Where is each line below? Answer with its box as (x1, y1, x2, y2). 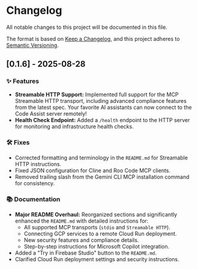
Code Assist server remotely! (14, 110, 87, 117)
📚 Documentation (6, 195, 61, 203)
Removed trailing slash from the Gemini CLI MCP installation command (14, 173, 190, 181)
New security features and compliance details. (23, 237, 139, 244)
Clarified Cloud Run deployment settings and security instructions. (14, 256, 179, 263)
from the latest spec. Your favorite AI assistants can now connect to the (14, 104, 192, 111)
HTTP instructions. (14, 160, 62, 167)
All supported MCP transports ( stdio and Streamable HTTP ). (23, 224, 171, 231)
